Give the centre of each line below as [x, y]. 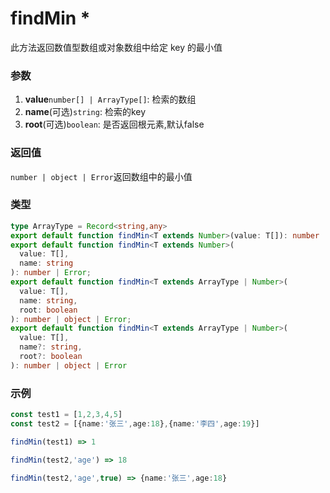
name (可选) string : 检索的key [85, 112]
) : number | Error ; [51, 273]
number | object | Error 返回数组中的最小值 [101, 176]
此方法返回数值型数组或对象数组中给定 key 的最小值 [116, 47]
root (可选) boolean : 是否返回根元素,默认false [114, 124]
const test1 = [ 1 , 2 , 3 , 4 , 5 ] [66, 415]
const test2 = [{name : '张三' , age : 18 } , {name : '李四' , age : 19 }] [135, 424]
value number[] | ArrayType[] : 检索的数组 [110, 99]
